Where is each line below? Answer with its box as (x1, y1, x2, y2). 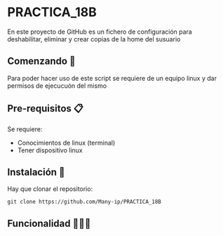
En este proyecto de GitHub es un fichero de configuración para (7, 27, 193, 36)
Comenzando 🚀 (7, 55, 76, 67)
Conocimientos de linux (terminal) (17, 138, 116, 147)
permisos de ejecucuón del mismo (7, 81, 107, 90)
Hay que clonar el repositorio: (7, 185, 93, 193)
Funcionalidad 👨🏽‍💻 (7, 217, 91, 229)
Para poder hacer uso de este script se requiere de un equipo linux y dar (7, 74, 217, 82)
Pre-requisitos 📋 (7, 103, 84, 114)
